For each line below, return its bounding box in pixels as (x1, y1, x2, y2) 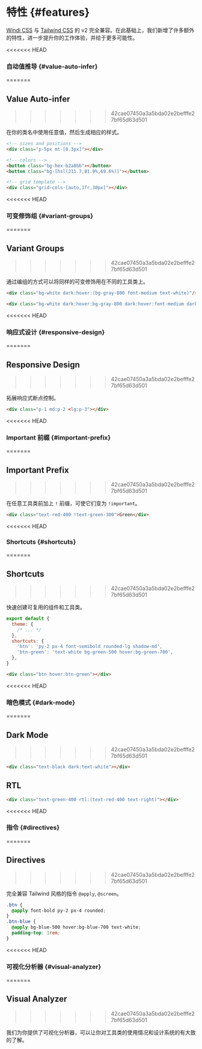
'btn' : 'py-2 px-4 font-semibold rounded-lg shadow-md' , (17, 644, 163, 650)
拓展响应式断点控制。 (6, 394, 59, 402)
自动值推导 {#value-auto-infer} (6, 62, 98, 70)
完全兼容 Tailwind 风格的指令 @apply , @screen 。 (6, 889, 122, 897)
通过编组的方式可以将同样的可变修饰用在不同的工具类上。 (6, 278, 148, 285)
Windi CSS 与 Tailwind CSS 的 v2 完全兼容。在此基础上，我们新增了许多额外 (6, 26, 195, 34)
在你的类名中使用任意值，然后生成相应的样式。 (6, 129, 122, 136)
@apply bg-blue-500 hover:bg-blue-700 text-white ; (11, 924, 141, 930)
